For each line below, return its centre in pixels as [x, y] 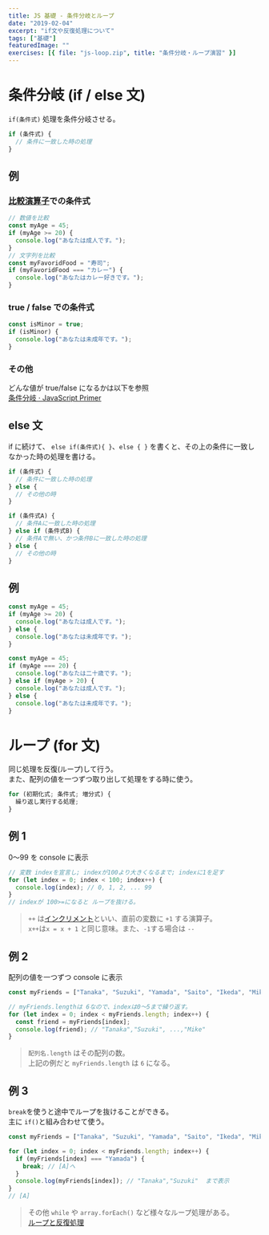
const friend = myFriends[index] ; [73, 1022]
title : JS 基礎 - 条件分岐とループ [61, 16]
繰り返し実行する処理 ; [47, 802]
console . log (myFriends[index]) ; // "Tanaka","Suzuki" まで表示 [122, 1181]
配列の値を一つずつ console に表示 [65, 977]
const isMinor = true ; [46, 325]
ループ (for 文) [54, 745]
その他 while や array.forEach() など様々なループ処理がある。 [130, 1213]
